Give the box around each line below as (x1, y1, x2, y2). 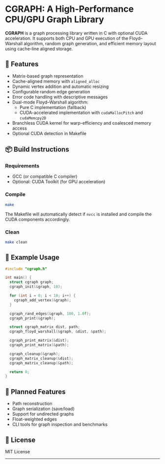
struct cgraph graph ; (9, 280, 54, 285)
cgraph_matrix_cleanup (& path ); (9, 360, 74, 365)
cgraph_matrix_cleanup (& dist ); (9, 356, 74, 361)
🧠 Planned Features (5, 387, 66, 396)
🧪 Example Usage (5, 253, 60, 262)
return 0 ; (9, 369, 29, 374)
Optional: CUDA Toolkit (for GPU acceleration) (12, 179, 106, 185)
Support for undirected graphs (12, 411, 74, 417)
